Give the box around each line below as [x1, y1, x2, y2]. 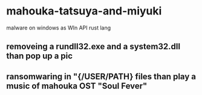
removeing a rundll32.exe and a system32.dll [6, 41, 180, 52]
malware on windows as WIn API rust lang [6, 24, 111, 31]
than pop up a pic [6, 51, 73, 61]
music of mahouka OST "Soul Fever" [6, 81, 148, 91]
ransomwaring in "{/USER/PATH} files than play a [6, 71, 197, 82]
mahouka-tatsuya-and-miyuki [6, 4, 162, 18]
